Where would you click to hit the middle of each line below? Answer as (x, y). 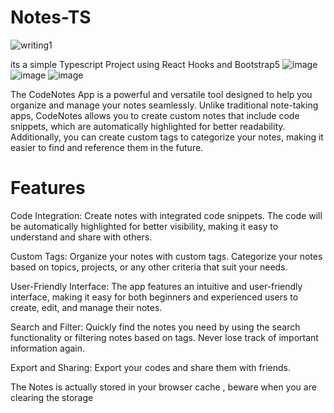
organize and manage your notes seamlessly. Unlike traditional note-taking (164, 105)
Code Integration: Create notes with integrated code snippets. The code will (166, 215)
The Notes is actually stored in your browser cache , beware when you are (163, 387)
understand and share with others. (81, 237)
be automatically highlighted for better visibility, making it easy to (144, 226)
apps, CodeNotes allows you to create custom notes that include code (155, 115)
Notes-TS (51, 17)
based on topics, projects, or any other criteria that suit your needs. (149, 267)
